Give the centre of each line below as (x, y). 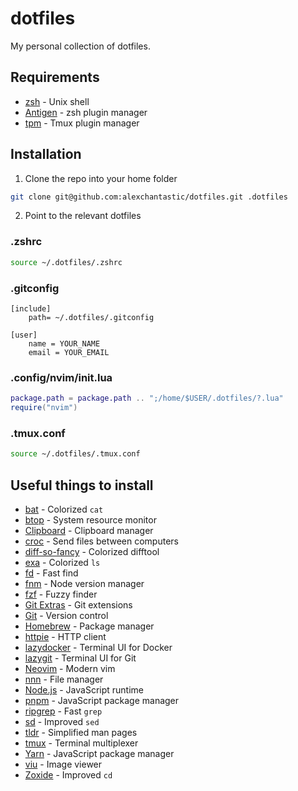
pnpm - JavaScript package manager (102, 700)
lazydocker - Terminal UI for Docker (98, 647)
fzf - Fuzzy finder (61, 594)
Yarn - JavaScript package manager (99, 753)
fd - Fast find (51, 573)
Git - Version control (66, 615)
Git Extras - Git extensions (78, 604)
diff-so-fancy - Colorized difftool (92, 551)
